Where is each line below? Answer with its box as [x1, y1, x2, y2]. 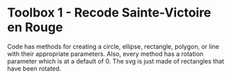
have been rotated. [7, 64, 61, 72]
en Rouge [7, 19, 63, 35]
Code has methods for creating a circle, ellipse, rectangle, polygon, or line [7, 42, 219, 50]
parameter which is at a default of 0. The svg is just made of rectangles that [7, 57, 225, 65]
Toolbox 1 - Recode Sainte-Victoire [7, 5, 212, 21]
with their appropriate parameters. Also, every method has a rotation [7, 50, 204, 58]
